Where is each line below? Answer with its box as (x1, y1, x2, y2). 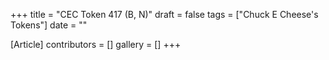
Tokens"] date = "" (10, 19, 88, 31)
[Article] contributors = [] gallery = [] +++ (10, 39, 182, 50)
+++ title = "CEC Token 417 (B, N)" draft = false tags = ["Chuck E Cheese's (10, 9, 319, 20)
